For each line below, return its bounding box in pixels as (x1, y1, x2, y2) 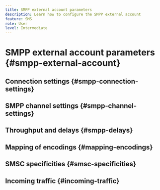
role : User (5, 21, 28, 26)
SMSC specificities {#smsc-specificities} (5, 160, 137, 168)
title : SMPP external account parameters (5, 7, 92, 12)
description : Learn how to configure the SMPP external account (5, 12, 141, 17)
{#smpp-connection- (71, 77, 139, 86)
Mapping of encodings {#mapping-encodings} (5, 143, 153, 151)
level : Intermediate (5, 26, 48, 31)
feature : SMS (5, 16, 32, 21)
